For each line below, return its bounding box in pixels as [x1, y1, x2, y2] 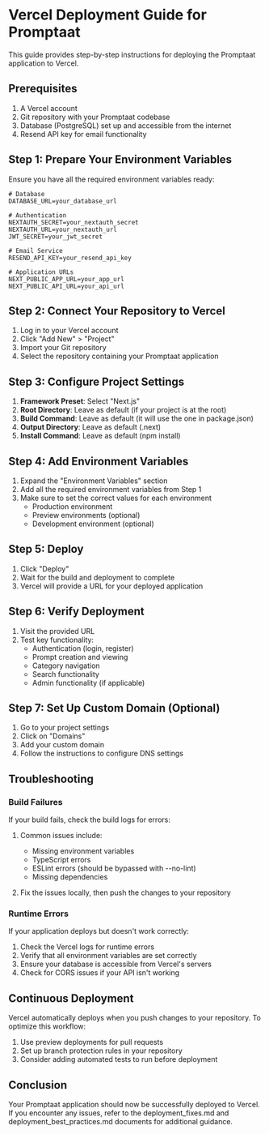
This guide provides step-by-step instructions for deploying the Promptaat [8, 49, 256, 59]
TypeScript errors [32, 855, 91, 865]
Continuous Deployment [8, 991, 134, 1005]
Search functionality [32, 669, 99, 678]
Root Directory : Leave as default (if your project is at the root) [19, 405, 227, 415]
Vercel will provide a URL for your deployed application [19, 581, 204, 591]
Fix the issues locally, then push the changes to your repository [19, 888, 232, 897]
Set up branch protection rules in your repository [19, 1046, 183, 1055]
